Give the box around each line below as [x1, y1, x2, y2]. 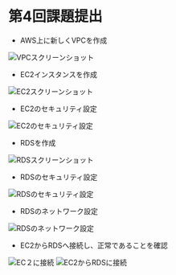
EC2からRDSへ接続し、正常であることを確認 [19, 240, 168, 250]
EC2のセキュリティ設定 [19, 104, 98, 113]
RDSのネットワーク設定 [19, 206, 98, 215]
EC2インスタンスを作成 [19, 69, 98, 79]
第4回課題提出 [8, 7, 103, 26]
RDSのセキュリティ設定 [19, 172, 98, 182]
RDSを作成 [19, 137, 56, 147]
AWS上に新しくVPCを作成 [19, 35, 108, 45]
